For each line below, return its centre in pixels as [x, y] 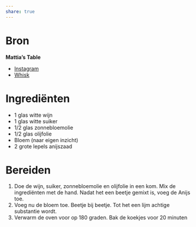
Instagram [26, 68]
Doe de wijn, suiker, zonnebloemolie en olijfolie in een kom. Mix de [95, 186]
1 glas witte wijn [33, 115]
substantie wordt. [35, 211]
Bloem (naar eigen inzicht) [46, 140]
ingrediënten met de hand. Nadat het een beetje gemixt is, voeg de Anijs [102, 193]
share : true [20, 11]
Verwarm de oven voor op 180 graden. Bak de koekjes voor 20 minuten [101, 218]
